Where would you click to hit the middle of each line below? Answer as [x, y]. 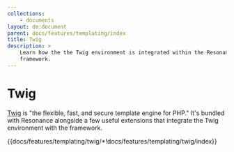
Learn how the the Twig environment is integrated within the [112, 53]
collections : [26, 14]
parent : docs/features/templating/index [67, 33]
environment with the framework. [55, 128]
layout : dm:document [37, 26]
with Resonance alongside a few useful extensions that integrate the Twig [113, 120]
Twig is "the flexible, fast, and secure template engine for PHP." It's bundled [116, 113]
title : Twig [24, 40]
